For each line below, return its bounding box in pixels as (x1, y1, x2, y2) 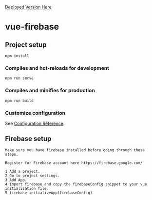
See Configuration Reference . (5, 120, 65, 126)
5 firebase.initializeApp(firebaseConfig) (5, 190, 93, 195)
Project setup (5, 40, 47, 49)
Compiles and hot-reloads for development (5, 64, 110, 71)
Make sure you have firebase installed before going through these (5, 147, 145, 153)
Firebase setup (5, 135, 52, 143)
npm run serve (5, 76, 34, 81)
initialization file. (5, 186, 49, 191)
